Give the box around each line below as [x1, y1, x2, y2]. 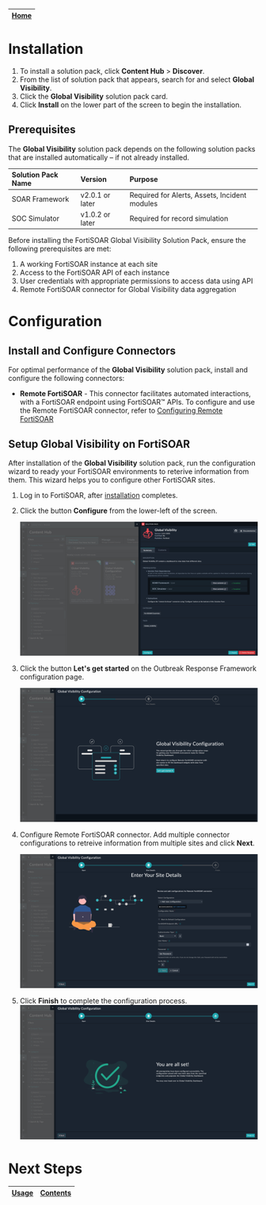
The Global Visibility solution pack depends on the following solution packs [8, 144, 256, 153]
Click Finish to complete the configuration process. [19, 996, 188, 1006]
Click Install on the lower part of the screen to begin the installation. [19, 100, 241, 110]
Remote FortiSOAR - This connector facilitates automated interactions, [19, 389, 252, 398]
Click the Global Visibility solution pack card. [19, 91, 169, 101]
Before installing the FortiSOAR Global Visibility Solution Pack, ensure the [8, 236, 247, 245]
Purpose [129, 174, 158, 183]
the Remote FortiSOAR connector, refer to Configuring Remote [19, 406, 223, 415]
